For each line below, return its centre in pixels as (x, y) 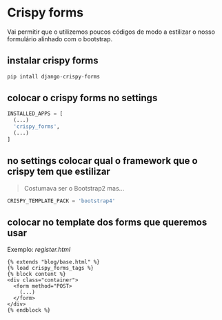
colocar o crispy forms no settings (82, 98)
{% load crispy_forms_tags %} (51, 268)
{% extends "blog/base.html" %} (53, 262)
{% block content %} (37, 274)
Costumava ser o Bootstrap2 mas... (74, 188)
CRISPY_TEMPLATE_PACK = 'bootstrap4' (61, 201)
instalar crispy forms (53, 61)
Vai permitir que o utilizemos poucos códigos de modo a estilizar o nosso (111, 32)
